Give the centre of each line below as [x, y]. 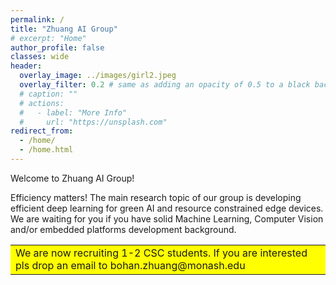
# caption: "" [48, 94]
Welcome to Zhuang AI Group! [72, 178]
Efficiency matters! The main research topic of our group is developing [156, 197]
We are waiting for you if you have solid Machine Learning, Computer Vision [167, 218]
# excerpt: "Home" [48, 38]
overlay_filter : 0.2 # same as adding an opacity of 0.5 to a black [165, 85]
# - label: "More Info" [73, 112]
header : [26, 66]
